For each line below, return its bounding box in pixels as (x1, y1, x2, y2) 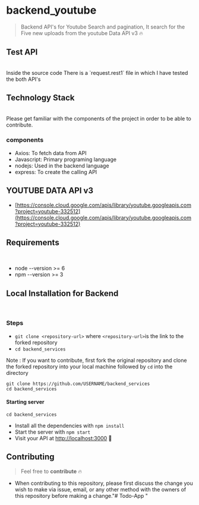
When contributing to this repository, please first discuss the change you (14, 479, 193, 487)
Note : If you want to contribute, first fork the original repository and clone (6, 356, 187, 364)
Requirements (6, 238, 59, 248)
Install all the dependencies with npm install (14, 422, 125, 429)
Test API (6, 47, 38, 57)
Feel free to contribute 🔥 (20, 468, 82, 475)
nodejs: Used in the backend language (14, 162, 109, 169)
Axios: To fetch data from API (14, 149, 87, 156)
